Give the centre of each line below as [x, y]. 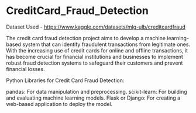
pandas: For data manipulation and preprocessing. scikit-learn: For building [97, 91]
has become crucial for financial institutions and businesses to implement [94, 57]
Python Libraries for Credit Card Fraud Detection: [65, 80]
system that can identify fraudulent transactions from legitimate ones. [106, 44]
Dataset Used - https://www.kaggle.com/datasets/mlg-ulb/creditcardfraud [96, 27]
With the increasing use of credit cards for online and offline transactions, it [97, 50]
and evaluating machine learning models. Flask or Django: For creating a [93, 98]
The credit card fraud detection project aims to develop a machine [86, 38]
